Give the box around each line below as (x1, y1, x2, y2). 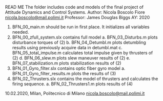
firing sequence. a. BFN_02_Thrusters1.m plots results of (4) (12, 81, 133, 87)
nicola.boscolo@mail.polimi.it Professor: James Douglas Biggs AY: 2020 (5, 15, 150, 20)
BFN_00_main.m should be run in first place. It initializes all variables (12, 24, 150, 30)
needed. (12, 29, 29, 35)
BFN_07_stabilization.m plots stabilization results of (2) (12, 61, 122, 66)
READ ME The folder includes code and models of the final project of (5, 4, 144, 10)
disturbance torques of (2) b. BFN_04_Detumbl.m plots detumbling (12, 40, 146, 45)
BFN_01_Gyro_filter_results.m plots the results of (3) (12, 71, 116, 76)
